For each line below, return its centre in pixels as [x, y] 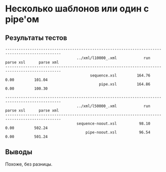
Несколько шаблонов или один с [77, 9]
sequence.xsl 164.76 [120, 75]
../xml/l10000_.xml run [113, 58]
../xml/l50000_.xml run [113, 106]
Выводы [19, 152]
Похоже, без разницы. [29, 164]
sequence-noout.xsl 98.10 [113, 123]
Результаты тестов [36, 38]
